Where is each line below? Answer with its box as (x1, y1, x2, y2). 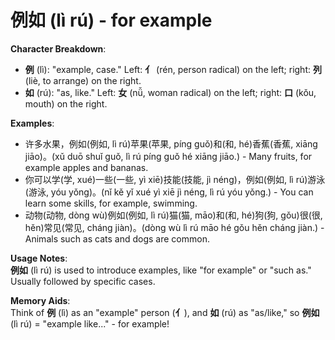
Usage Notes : (10, 252, 68, 264)
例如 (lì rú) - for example (10, 9, 213, 32)
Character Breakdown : (10, 42, 107, 55)
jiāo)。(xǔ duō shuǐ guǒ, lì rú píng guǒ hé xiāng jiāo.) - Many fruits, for (24, 150, 313, 162)
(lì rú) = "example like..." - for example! (10, 317, 170, 330)
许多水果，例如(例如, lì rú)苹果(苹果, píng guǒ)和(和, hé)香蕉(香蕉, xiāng (24, 137, 318, 150)
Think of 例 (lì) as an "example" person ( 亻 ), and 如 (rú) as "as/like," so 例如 (10, 306, 320, 318)
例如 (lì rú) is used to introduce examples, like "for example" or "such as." (10, 264, 312, 276)
